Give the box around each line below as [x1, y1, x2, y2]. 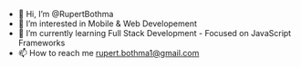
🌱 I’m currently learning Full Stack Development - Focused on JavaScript [17, 28, 292, 38]
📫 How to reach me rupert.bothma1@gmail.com [17, 48, 200, 58]
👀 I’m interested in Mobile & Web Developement [17, 18, 198, 29]
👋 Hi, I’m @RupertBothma [17, 9, 114, 19]
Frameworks [17, 37, 66, 48]
